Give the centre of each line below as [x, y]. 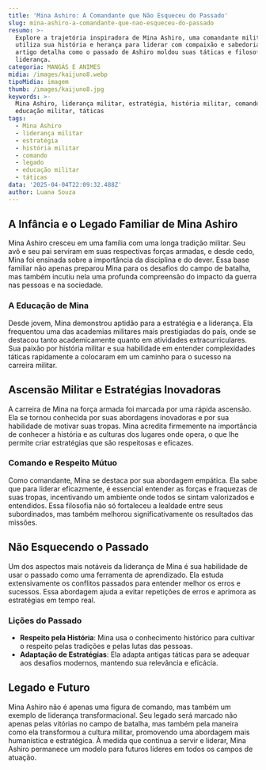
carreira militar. [33, 365]
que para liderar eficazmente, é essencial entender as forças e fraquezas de [133, 488]
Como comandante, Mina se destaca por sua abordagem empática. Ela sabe [133, 480]
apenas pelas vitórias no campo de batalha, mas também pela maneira [123, 723]
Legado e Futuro [49, 688]
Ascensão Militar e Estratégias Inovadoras [115, 390]
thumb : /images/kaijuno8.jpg [56, 89]
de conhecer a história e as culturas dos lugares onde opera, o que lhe [123, 434]
